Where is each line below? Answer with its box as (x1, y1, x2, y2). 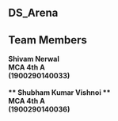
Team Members (8, 33, 87, 47)
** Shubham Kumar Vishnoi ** (8, 88, 111, 97)
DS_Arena (8, 6, 59, 20)
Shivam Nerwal (8, 55, 59, 64)
